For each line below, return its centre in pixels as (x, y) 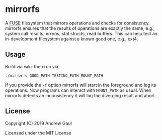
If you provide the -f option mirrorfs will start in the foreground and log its (81, 85)
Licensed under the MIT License (38, 133)
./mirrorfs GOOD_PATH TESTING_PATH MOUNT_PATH (54, 76)
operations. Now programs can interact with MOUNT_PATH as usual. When (78, 90)
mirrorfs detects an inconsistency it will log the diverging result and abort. (81, 95)
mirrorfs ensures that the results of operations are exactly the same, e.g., (80, 28)
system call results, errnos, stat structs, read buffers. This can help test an (81, 33)
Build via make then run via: (32, 66)
